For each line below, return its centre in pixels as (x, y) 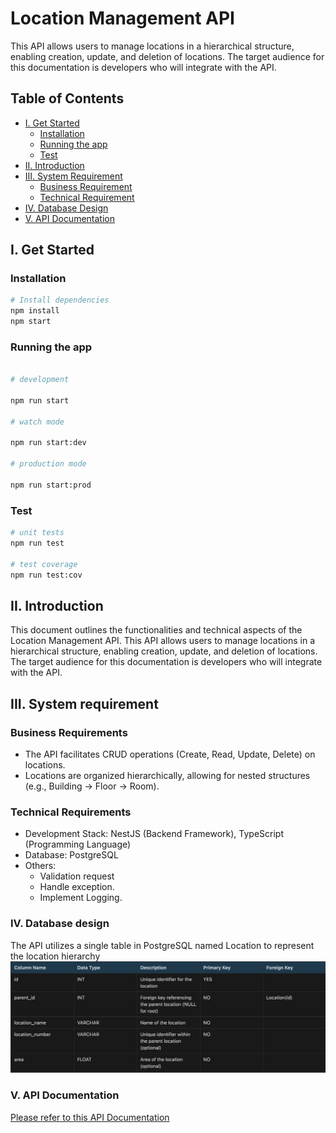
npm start (31, 322)
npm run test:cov (46, 575)
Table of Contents (67, 98)
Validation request (77, 876)
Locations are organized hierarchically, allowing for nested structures (167, 776)
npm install (35, 311)
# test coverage (44, 564)
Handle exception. (77, 887)
